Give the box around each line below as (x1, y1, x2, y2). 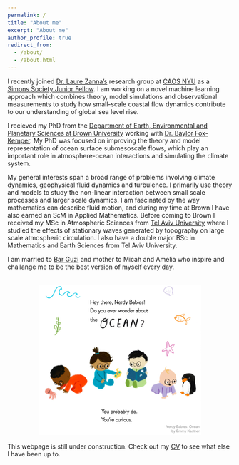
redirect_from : (7, 41, 53, 49)
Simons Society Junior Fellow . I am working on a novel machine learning (7, 84, 220, 93)
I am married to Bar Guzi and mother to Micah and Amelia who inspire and (7, 255, 225, 263)
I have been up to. (7, 449, 61, 458)
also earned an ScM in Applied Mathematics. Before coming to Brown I (7, 210, 215, 219)
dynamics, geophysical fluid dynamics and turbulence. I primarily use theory (7, 180, 233, 189)
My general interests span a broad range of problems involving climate (7, 173, 215, 181)
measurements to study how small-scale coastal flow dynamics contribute (7, 100, 226, 108)
